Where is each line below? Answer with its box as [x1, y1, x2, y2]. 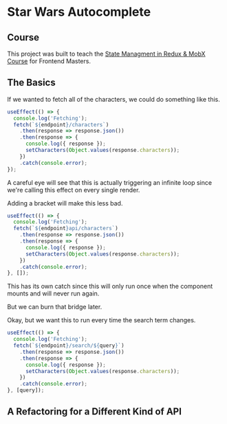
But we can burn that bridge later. [7, 303, 102, 311]
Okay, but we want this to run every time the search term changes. [7, 316, 196, 324]
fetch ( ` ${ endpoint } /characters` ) [13, 121, 109, 128]
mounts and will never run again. [7, 289, 100, 298]
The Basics [7, 77, 56, 89]
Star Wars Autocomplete [7, 4, 151, 20]
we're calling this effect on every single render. [7, 186, 140, 194]
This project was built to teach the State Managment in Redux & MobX [7, 49, 206, 58]
